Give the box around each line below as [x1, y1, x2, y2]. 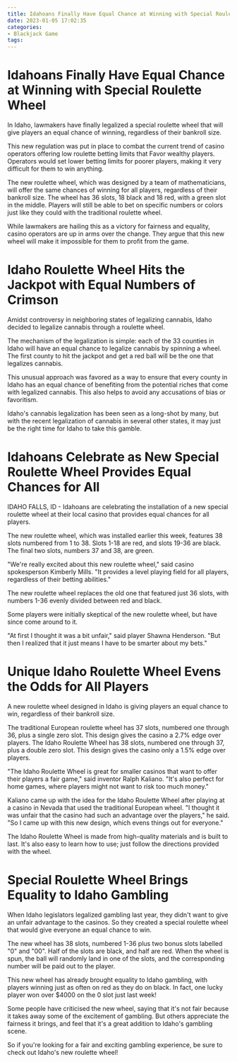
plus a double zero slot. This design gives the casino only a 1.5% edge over [7, 746, 226, 754]
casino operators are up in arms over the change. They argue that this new [7, 229, 224, 238]
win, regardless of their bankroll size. [7, 709, 115, 718]
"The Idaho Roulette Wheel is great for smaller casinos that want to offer [7, 767, 217, 775]
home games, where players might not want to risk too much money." [7, 782, 209, 790]
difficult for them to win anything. [7, 164, 104, 173]
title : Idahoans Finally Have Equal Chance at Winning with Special [7, 10, 213, 18]
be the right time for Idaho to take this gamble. [7, 424, 142, 433]
